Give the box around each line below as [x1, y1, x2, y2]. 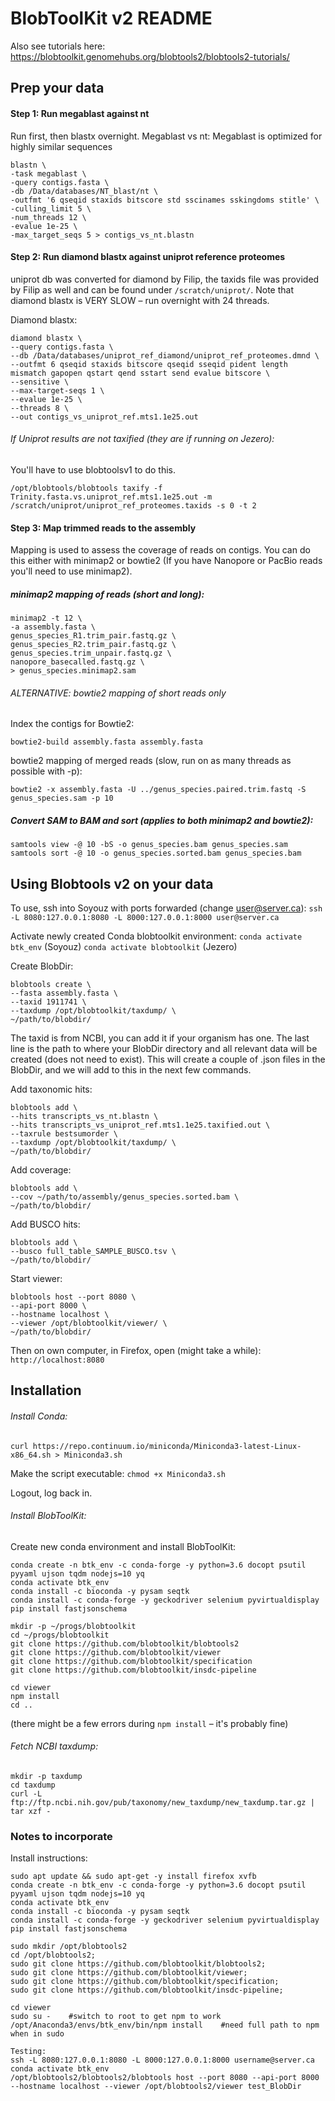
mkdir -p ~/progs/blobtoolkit [10, 1621, 137, 1631]
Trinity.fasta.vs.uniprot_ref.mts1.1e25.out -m [10, 492, 213, 502]
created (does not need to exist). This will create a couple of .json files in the [10, 1053, 326, 1066]
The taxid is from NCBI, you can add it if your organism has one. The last [10, 1032, 310, 1044]
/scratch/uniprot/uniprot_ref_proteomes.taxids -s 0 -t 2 [10, 500, 257, 511]
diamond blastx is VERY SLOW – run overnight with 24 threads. [10, 294, 270, 306]
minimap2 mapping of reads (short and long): [10, 588, 205, 600]
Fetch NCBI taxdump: [10, 1740, 99, 1752]
